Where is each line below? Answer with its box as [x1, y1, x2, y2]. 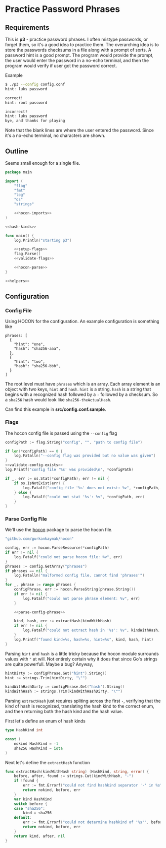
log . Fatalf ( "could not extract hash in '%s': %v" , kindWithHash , [23, 628, 161, 633]
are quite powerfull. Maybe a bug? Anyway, [5, 661, 93, 667]
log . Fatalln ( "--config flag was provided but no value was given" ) [14, 453, 156, 458]
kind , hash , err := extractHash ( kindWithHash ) [14, 619, 112, 624]
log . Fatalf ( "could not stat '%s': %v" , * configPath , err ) [23, 495, 145, 500]
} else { [14, 490, 32, 495]
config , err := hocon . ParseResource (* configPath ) [5, 545, 110, 550]
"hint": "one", [14, 342, 45, 347]
